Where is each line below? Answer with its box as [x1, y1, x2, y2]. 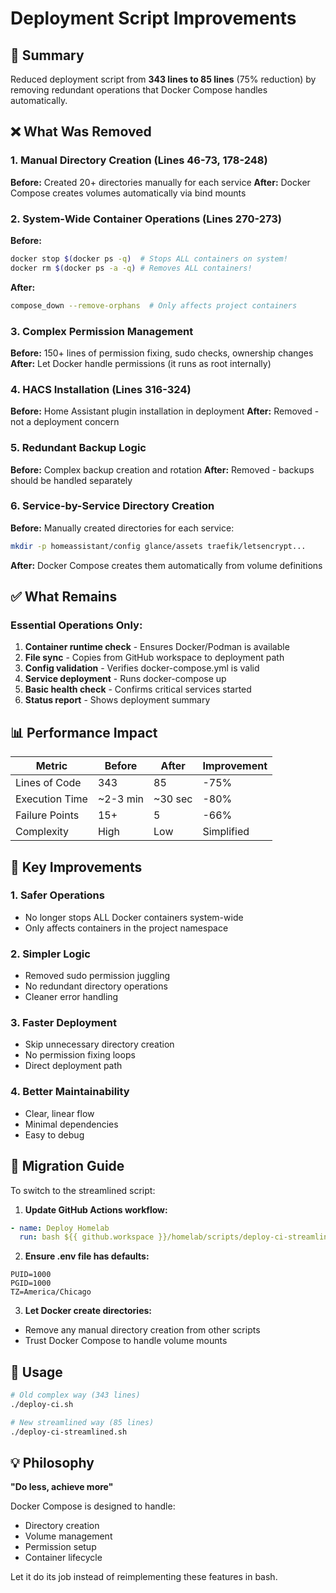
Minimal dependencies [24, 1118, 119, 1130]
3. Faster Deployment [10, 1016, 117, 1030]
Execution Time [15, 792, 88, 806]
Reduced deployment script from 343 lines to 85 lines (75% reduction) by [10, 73, 317, 85]
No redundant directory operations [24, 980, 168, 992]
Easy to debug [24, 1128, 85, 1141]
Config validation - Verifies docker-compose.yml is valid [24, 662, 260, 674]
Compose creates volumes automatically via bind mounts [10, 187, 247, 199]
